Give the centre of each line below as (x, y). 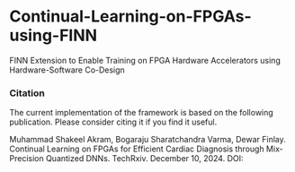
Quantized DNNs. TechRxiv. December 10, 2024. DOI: (145, 159)
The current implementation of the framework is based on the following (142, 113)
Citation (27, 93)
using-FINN (53, 35)
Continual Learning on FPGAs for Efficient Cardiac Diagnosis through (137, 149)
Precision (27, 159)
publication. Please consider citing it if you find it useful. (113, 122)
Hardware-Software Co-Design (67, 70)
